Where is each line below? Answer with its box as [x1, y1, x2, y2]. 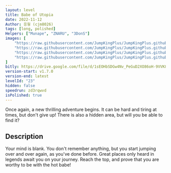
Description [5, 132, 43, 140]
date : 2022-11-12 [5, 17, 42, 22]
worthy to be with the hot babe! [5, 162, 71, 168]
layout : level [5, 7, 36, 13]
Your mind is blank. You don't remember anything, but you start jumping [5, 146, 156, 152]
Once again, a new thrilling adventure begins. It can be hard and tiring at [5, 106, 157, 112]
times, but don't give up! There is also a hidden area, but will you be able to [5, 112, 163, 118]
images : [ [5, 36, 26, 41]
